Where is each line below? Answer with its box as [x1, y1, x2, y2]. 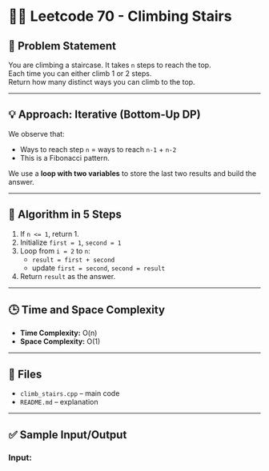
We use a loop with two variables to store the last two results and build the [8, 168, 257, 178]
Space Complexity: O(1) [19, 337, 101, 346]
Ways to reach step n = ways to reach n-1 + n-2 [19, 144, 177, 154]
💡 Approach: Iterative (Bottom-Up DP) [8, 108, 202, 122]
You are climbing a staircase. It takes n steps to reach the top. [8, 60, 211, 70]
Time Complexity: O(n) [19, 328, 98, 338]
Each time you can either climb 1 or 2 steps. [8, 69, 152, 78]
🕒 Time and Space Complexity [8, 303, 166, 317]
